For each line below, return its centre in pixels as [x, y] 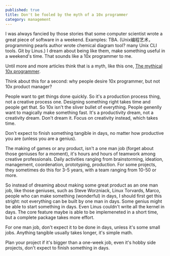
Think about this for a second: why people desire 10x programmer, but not [83, 81]
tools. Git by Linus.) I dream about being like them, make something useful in [85, 51]
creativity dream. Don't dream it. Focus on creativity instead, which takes [82, 118]
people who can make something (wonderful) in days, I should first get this [84, 196]
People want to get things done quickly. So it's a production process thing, [83, 96]
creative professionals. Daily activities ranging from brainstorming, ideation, [84, 159]
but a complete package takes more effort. [50, 217]
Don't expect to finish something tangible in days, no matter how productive [84, 133]
